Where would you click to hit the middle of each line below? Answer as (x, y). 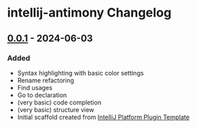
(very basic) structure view (56, 109)
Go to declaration (42, 95)
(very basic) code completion (59, 102)
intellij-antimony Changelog (89, 13)
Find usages (35, 87)
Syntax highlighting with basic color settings (80, 73)
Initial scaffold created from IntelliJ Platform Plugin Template (103, 117)
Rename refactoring (45, 80)
